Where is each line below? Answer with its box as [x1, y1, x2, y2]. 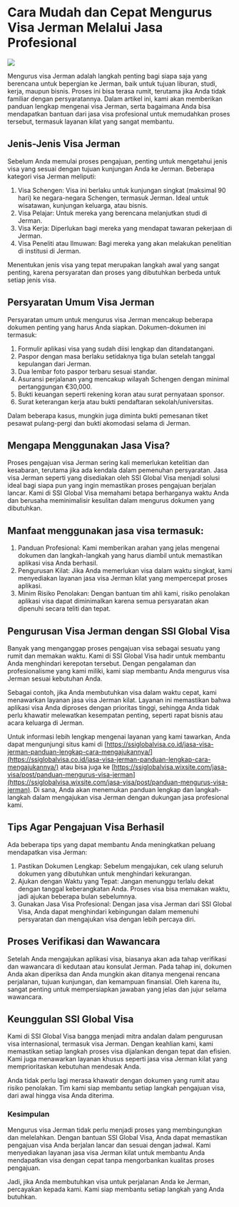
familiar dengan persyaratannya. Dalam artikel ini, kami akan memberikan [7, 94, 223, 103]
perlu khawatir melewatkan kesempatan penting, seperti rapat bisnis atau [7, 711, 223, 719]
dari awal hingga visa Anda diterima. [7, 1091, 114, 1100]
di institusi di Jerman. [17, 246, 81, 255]
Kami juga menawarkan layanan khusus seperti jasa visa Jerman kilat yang [7, 1055, 228, 1063]
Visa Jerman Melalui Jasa [7, 19, 163, 36]
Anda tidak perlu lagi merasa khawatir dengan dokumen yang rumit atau [7, 1076, 220, 1085]
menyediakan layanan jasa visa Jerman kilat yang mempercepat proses [17, 574, 228, 583]
